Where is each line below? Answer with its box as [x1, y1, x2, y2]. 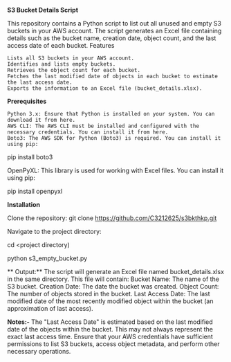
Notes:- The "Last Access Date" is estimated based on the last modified [7, 318, 213, 326]
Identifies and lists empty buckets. [7, 61, 116, 68]
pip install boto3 [7, 153, 53, 161]
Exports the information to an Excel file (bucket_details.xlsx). [7, 85, 203, 92]
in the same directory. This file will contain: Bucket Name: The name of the [7, 275, 220, 283]
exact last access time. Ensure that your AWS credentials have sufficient [7, 332, 213, 341]
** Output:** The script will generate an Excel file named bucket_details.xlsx [7, 268, 225, 275]
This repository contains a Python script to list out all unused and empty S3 [7, 19, 221, 27]
